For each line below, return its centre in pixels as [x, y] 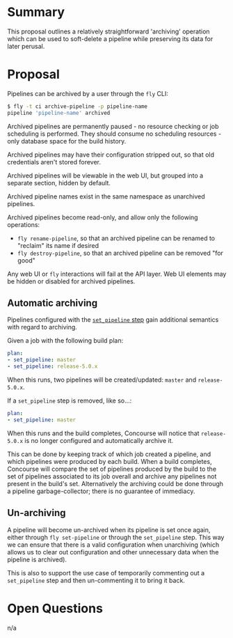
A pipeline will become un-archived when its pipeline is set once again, [109, 529]
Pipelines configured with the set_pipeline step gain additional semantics [113, 320]
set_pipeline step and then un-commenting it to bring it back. [96, 580]
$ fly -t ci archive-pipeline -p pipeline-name [78, 106]
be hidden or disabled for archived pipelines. [71, 281]
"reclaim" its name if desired [58, 245]
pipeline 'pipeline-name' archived [59, 113]
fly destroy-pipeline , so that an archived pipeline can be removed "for [120, 253]
